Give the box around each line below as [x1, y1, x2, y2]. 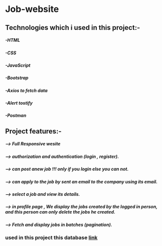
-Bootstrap [5, 75, 29, 81]
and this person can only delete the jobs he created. [5, 209, 116, 215]
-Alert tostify [5, 100, 33, 106]
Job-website [5, 3, 59, 15]
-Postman [5, 113, 26, 119]
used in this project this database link [5, 234, 98, 241]
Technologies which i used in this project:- [5, 23, 141, 32]
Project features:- [5, 127, 62, 135]
